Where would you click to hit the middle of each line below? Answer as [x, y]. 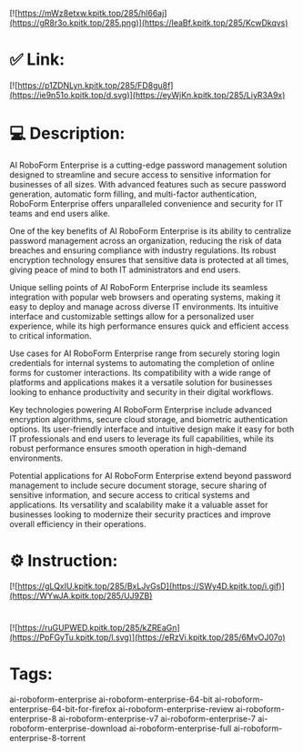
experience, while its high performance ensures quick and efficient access [149, 326]
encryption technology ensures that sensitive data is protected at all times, [149, 259]
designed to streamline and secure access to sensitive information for [140, 174]
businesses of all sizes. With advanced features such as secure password [148, 184]
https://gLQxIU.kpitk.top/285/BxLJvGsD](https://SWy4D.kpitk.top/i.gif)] [151, 585]
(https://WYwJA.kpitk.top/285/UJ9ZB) [81, 595]
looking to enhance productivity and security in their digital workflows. [141, 391]
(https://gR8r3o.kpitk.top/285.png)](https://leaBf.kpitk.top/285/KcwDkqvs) [149, 23]
